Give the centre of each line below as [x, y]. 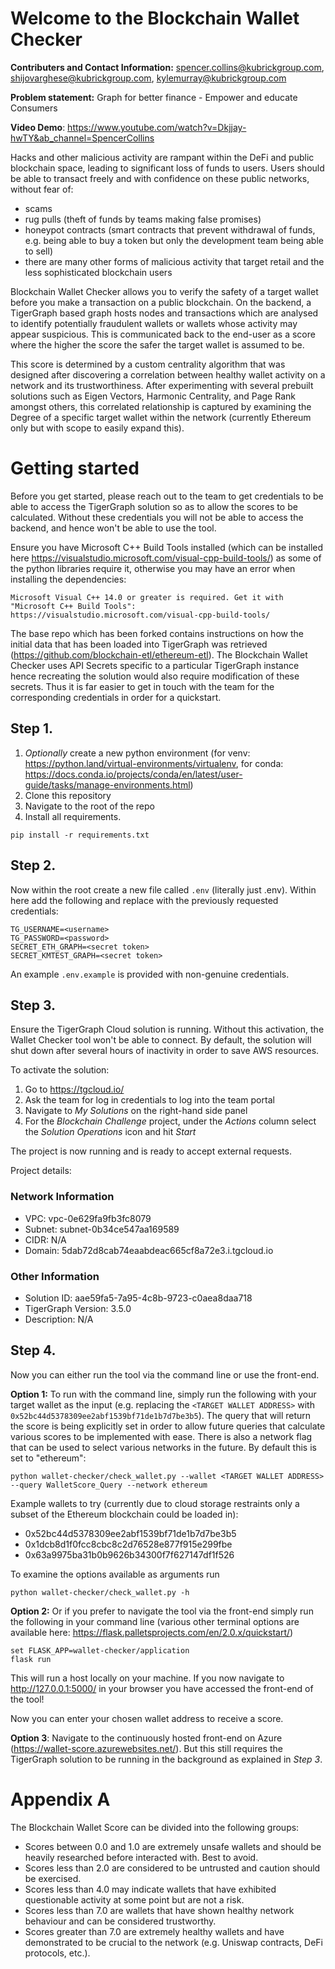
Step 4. [33, 1350]
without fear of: [42, 189]
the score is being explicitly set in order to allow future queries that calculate [168, 1426]
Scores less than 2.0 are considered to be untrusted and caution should [172, 1868]
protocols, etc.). [57, 1953]
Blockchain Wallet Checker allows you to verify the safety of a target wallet [164, 291]
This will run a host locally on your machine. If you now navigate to [147, 1678]
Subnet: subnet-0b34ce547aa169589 [102, 1229]
